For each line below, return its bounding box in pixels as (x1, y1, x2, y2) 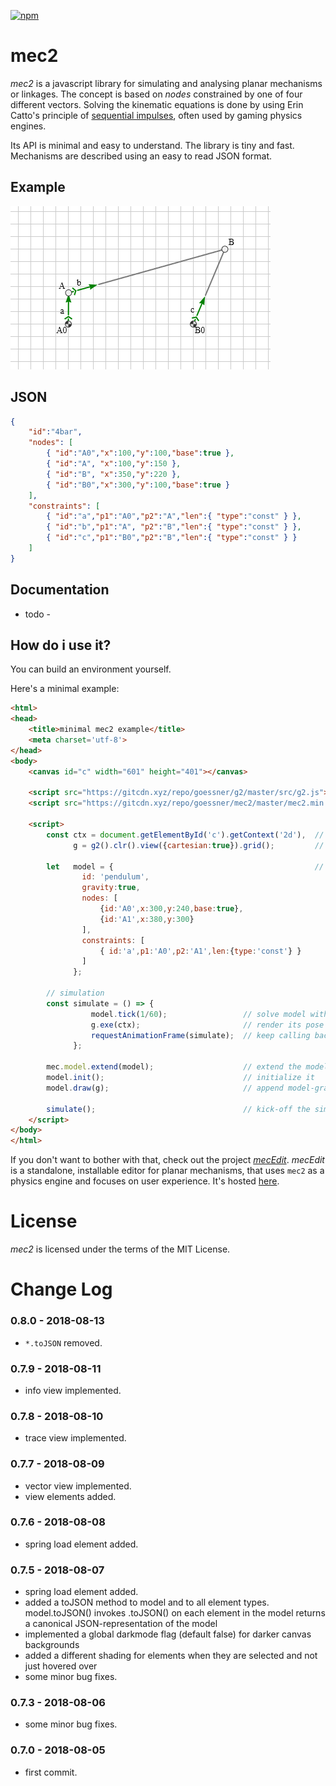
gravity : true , (81, 883, 141, 893)
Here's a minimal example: (10, 683, 120, 695)
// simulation (46, 988, 105, 999)
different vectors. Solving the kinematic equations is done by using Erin (10, 98, 304, 110)
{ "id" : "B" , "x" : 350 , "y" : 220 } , (46, 469, 182, 479)
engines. (10, 120, 47, 132)
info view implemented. (24, 1384, 122, 1396)
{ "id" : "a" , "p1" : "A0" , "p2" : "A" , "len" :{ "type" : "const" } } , (46, 511, 302, 522)
